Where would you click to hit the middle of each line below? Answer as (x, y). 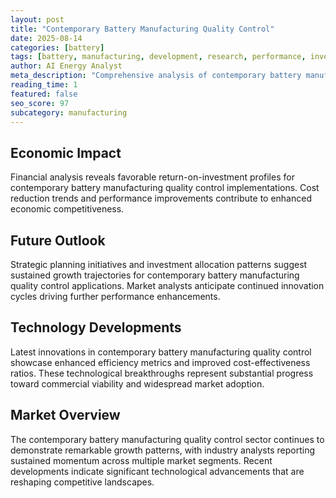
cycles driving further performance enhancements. (115, 296)
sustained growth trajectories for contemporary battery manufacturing (155, 275)
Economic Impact (66, 152)
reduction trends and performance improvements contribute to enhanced (161, 198)
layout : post (37, 19)
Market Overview (65, 415)
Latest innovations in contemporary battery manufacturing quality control (161, 352)
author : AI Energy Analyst (66, 66)
